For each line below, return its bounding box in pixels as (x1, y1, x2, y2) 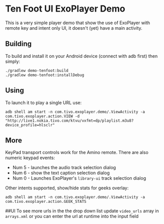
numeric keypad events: (5, 155, 55, 161)
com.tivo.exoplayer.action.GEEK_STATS (5, 199, 87, 204)
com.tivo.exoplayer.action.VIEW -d (5, 114, 80, 119)
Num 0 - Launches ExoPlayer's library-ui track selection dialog (12, 175, 146, 181)
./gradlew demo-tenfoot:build (5, 68, 69, 73)
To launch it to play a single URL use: (5, 99, 82, 106)
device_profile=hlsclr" (5, 122, 55, 127)
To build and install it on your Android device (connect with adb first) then (5, 53, 158, 59)
